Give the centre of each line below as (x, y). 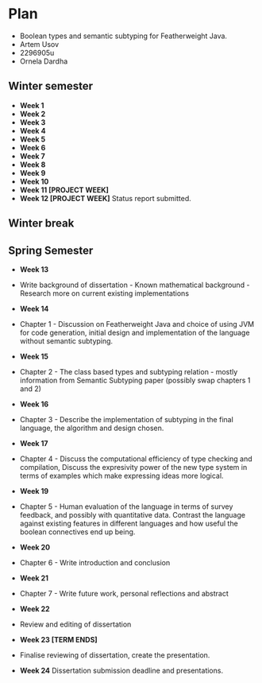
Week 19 (34, 491)
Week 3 (33, 122)
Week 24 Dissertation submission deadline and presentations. (121, 670)
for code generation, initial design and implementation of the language (135, 332)
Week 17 (34, 443)
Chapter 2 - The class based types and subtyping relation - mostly (129, 371)
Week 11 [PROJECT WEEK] (64, 190)
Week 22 (35, 608)
